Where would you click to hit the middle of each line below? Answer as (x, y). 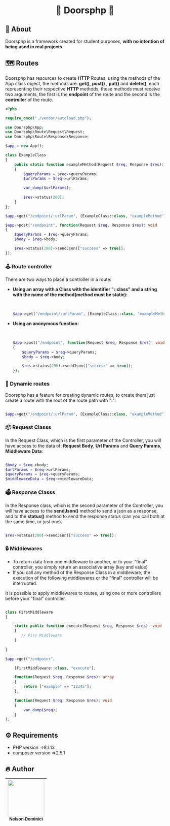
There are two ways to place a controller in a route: (58, 279)
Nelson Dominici (26, 819)
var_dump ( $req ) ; (40, 710)
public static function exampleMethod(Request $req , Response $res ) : (89, 165)
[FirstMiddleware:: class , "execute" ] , (55, 668)
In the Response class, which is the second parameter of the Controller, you (84, 505)
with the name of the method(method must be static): (70, 295)
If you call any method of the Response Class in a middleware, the (81, 572)
